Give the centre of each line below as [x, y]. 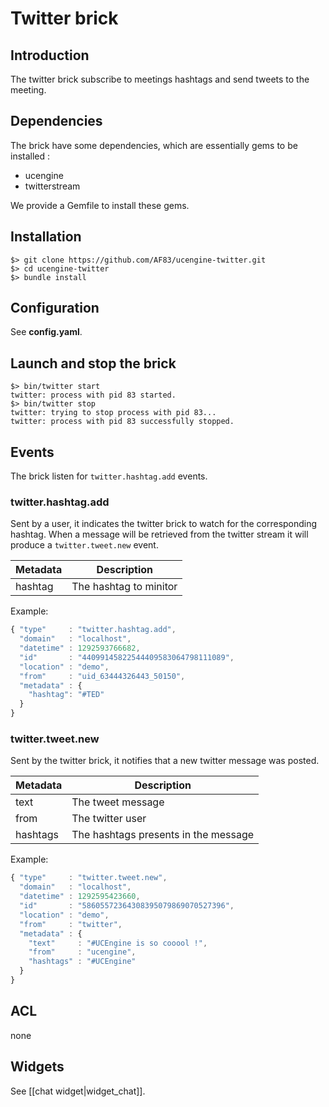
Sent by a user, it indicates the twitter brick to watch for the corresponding [164, 524]
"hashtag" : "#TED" [66, 695]
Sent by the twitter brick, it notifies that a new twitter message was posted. [165, 761]
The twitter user [109, 819]
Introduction [50, 55]
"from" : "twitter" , [71, 924]
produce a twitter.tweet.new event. [84, 545]
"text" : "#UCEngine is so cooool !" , [118, 943]
